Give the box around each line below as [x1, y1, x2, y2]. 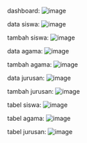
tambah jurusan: [7, 87, 54, 95]
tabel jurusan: [7, 128, 47, 135]
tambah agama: [7, 60, 52, 69]
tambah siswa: [7, 33, 49, 42]
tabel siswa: [7, 101, 42, 109]
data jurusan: [7, 74, 45, 82]
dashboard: [7, 7, 40, 15]
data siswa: [7, 20, 40, 28]
